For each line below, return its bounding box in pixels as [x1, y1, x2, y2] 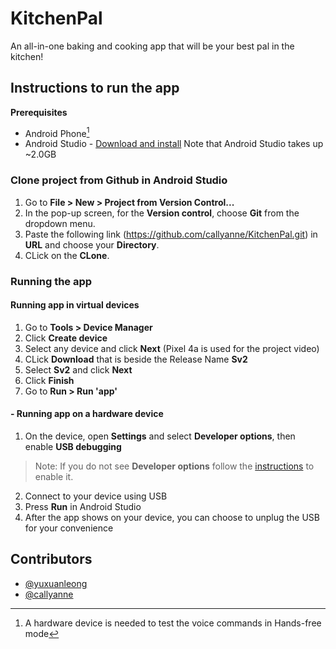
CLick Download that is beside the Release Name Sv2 [24, 353, 248, 365]
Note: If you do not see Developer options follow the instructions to [34, 460, 315, 472]
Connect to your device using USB [24, 490, 168, 502]
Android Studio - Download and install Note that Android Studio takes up [24, 138, 324, 150]
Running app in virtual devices [10, 299, 140, 311]
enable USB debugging [24, 441, 122, 453]
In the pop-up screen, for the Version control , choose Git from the [24, 207, 300, 219]
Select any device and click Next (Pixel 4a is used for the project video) [24, 342, 320, 354]
